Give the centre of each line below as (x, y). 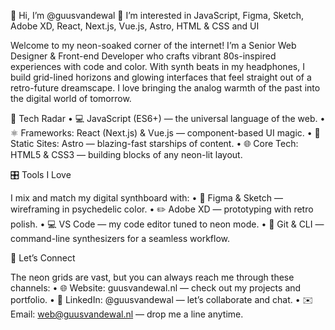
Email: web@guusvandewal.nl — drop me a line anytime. (127, 314)
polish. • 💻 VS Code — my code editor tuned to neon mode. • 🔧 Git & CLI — (167, 224)
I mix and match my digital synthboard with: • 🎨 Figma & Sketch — (146, 198)
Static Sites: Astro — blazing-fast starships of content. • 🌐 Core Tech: (154, 143)
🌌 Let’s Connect (43, 258)
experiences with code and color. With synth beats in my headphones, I (157, 66)
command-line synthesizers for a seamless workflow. (120, 238)
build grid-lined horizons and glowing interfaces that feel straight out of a (161, 77)
